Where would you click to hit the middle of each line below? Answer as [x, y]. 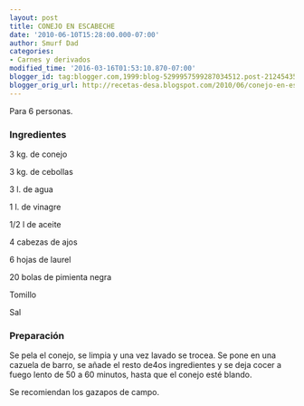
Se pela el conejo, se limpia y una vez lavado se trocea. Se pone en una [143, 355]
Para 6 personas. [41, 111]
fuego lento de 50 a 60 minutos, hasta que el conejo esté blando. [131, 375]
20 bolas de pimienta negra [61, 276]
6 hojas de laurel [40, 259]
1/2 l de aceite [35, 224]
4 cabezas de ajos [44, 242]
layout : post [34, 18]
